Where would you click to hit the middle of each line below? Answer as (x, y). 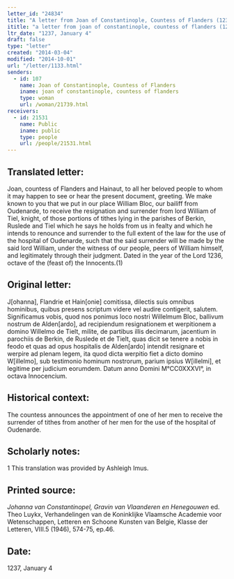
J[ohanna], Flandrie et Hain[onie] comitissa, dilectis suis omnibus (101, 302)
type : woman (37, 98)
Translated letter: (46, 172)
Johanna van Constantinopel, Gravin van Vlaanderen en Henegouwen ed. (114, 507)
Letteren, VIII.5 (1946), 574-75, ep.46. (61, 529)
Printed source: (41, 490)
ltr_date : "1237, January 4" (49, 33)
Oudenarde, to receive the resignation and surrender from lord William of (112, 211)
